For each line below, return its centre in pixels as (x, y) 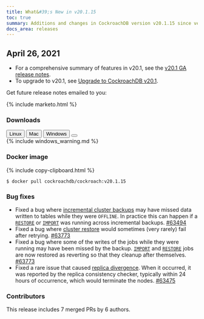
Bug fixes (21, 196)
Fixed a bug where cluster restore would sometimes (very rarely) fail (100, 229)
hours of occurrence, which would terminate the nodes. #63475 (95, 280)
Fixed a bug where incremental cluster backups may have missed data (103, 209)
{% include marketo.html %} (42, 104)
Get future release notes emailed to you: (57, 93)
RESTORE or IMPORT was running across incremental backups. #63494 (101, 223)
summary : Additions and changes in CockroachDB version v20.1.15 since (99, 23)
